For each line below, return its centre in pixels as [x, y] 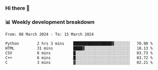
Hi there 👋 [18, 8]
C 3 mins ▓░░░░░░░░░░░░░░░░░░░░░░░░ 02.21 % [79, 62]
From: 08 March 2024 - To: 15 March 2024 [50, 34]
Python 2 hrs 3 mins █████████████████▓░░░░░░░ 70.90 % [79, 44]
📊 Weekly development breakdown [50, 22]
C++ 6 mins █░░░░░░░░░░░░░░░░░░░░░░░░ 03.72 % [79, 58]
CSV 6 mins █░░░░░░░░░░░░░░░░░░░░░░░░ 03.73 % [79, 53]
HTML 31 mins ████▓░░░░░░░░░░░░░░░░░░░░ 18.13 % [79, 48]
